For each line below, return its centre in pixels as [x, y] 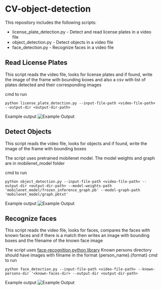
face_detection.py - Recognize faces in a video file [63, 47]
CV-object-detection [48, 9]
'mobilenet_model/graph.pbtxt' [37, 194]
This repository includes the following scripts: [51, 22]
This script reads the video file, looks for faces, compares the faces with [78, 230]
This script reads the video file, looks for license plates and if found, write [79, 74]
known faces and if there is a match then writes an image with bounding [77, 236]
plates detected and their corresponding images [53, 85]
